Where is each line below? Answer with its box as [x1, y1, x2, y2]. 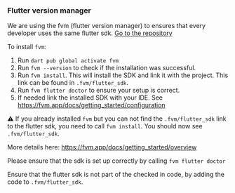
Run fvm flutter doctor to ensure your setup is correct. [17, 86, 180, 95]
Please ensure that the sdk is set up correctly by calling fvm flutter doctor [7, 157, 226, 165]
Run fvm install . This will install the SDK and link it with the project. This [17, 71, 229, 79]
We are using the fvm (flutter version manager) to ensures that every [7, 22, 206, 30]
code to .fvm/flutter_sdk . [7, 178, 83, 186]
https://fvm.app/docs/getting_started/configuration [17, 101, 166, 109]
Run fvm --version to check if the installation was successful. [17, 64, 196, 72]
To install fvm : [7, 43, 47, 51]
